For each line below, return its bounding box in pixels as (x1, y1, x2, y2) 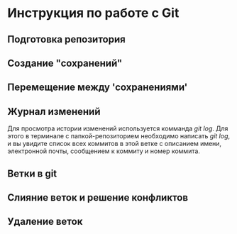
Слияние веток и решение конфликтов (7, 191, 189, 204)
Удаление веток (7, 216, 83, 228)
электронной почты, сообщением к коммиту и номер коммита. (7, 147, 201, 155)
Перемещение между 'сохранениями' (7, 82, 188, 94)
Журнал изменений (7, 105, 101, 118)
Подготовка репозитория (7, 33, 126, 45)
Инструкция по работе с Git (7, 5, 180, 21)
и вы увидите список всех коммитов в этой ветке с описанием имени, (7, 140, 222, 148)
